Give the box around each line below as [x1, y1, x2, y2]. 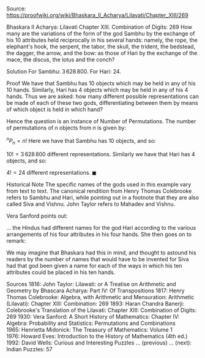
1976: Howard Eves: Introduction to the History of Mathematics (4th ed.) [6, 332, 188, 340]
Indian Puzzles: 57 [6, 345, 53, 352]
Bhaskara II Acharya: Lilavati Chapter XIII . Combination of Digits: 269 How [6, 23, 193, 31]
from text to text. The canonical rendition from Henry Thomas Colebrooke [6, 187, 192, 194]
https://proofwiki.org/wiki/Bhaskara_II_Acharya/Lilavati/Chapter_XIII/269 [6, 12, 188, 19]
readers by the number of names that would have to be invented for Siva [6, 255, 189, 262]
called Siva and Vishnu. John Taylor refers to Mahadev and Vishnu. [6, 200, 176, 207]
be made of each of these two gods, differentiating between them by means [6, 99, 198, 107]
